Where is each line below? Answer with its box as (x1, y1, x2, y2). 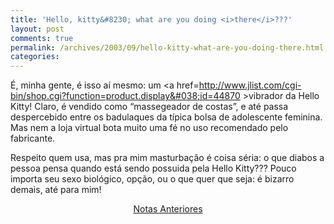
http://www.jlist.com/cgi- (198, 79, 302, 91)
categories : (10, 52, 60, 62)
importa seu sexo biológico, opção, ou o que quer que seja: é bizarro (10, 173, 295, 185)
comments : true (10, 33, 74, 43)
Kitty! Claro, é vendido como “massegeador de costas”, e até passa (10, 101, 289, 113)
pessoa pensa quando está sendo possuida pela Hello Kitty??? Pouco (10, 162, 297, 175)
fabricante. (10, 132, 56, 145)
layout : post (10, 24, 65, 34)
